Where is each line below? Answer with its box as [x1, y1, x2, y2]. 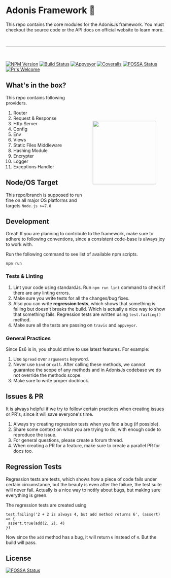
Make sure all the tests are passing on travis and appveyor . [13, 322, 138, 328]
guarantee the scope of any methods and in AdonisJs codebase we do [13, 367, 161, 373]
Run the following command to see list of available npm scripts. [6, 251, 139, 258]
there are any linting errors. [13, 290, 71, 296]
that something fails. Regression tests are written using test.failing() [13, 311, 161, 317]
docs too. [13, 448, 33, 454]
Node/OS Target [6, 178, 58, 187]
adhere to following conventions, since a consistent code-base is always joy [6, 236, 165, 242]
